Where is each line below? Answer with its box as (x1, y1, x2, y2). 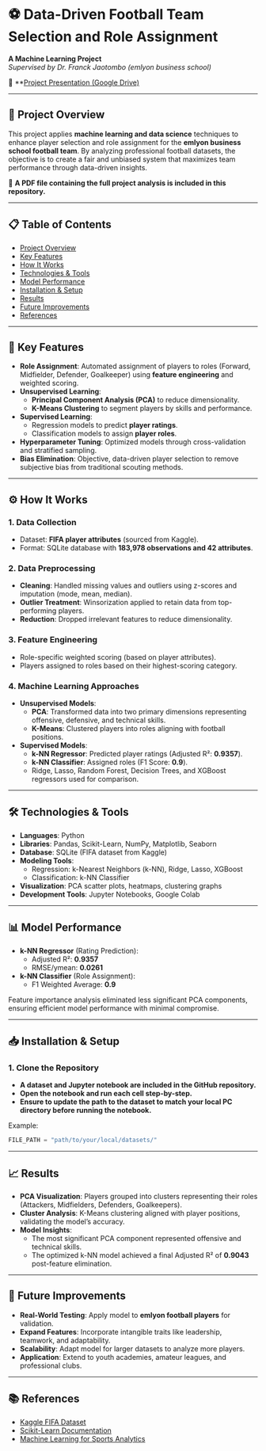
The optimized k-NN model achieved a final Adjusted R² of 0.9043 (31, 1250, 249, 1259)
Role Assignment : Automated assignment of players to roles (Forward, (19, 361, 251, 371)
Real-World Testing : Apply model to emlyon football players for (19, 1310, 231, 1320)
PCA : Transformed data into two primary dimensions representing (31, 706, 247, 716)
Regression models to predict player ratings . (31, 421, 178, 430)
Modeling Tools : (19, 855, 74, 865)
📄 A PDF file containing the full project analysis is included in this (8, 178, 226, 188)
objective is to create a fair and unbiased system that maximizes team (8, 154, 236, 164)
